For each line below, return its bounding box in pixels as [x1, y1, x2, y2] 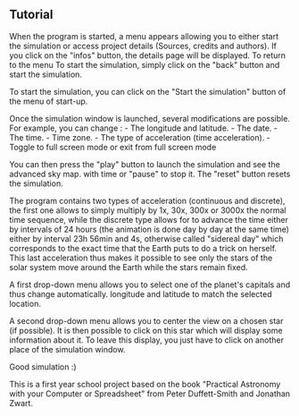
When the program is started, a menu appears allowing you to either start [9, 30, 279, 41]
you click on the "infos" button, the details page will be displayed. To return [9, 49, 287, 61]
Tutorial [9, 7, 54, 22]
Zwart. [9, 397, 34, 408]
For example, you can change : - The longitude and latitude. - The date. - [9, 123, 278, 133]
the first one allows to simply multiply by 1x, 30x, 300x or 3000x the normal [9, 205, 287, 216]
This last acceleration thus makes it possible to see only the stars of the [9, 252, 273, 263]
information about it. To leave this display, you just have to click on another [9, 335, 284, 345]
